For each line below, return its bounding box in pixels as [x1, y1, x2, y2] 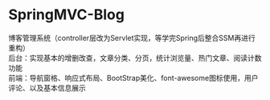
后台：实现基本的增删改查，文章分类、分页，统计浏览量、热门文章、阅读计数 [8, 53, 262, 62]
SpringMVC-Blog [8, 6, 125, 24]
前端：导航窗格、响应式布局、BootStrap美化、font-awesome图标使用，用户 [8, 73, 259, 82]
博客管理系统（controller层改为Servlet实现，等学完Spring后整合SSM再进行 [8, 33, 256, 42]
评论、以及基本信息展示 [8, 82, 86, 93]
